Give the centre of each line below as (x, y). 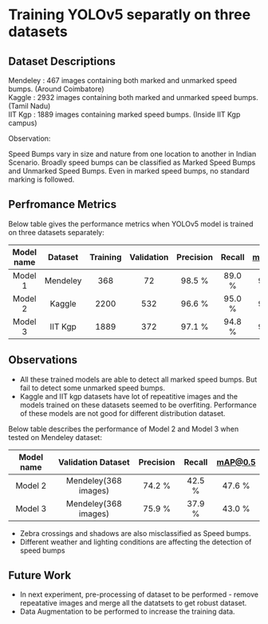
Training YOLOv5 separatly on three (130, 15)
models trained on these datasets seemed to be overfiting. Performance (138, 405)
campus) (23, 123)
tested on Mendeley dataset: (55, 437)
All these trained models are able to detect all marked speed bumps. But (138, 379)
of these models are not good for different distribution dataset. (122, 413)
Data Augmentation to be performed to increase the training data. (127, 612)
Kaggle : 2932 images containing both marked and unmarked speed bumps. (134, 97)
